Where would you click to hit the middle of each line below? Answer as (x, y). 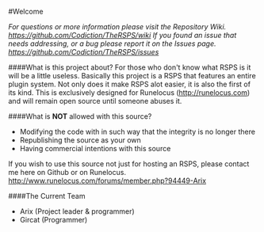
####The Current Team (47, 196)
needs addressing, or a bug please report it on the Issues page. (112, 44)
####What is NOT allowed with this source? (80, 116)
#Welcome (26, 11)
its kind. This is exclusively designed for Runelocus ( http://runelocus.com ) (129, 93)
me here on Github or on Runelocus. (67, 172)
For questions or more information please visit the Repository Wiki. (117, 27)
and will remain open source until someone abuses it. (95, 101)
